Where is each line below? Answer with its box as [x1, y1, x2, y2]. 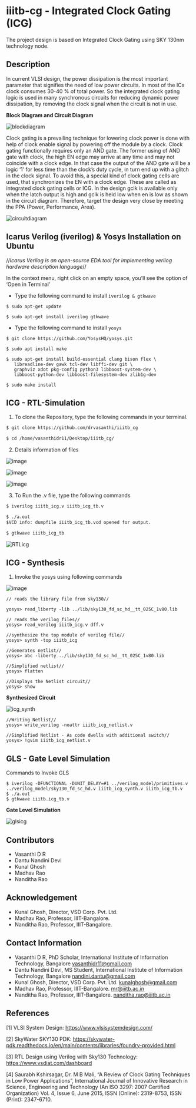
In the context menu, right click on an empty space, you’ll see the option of [6, 274, 188, 281]
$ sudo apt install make [6, 346, 67, 352]
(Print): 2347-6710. [6, 1096, 52, 1103]
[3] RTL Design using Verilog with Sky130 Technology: [6, 1053, 138, 1060]
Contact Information [6, 938, 82, 948]
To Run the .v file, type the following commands [14, 492, 131, 499]
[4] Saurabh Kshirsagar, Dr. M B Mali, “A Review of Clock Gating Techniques [6, 1071, 190, 1078]
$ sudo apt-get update [6, 304, 62, 309]
